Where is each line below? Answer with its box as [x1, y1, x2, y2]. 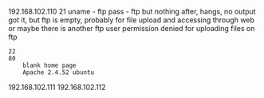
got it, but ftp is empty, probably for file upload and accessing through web [8, 15, 255, 25]
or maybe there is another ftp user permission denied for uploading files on [8, 24, 255, 33]
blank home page [22, 61, 77, 69]
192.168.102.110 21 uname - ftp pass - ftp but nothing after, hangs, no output [8, 7, 257, 16]
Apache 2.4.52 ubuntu [22, 69, 94, 76]
